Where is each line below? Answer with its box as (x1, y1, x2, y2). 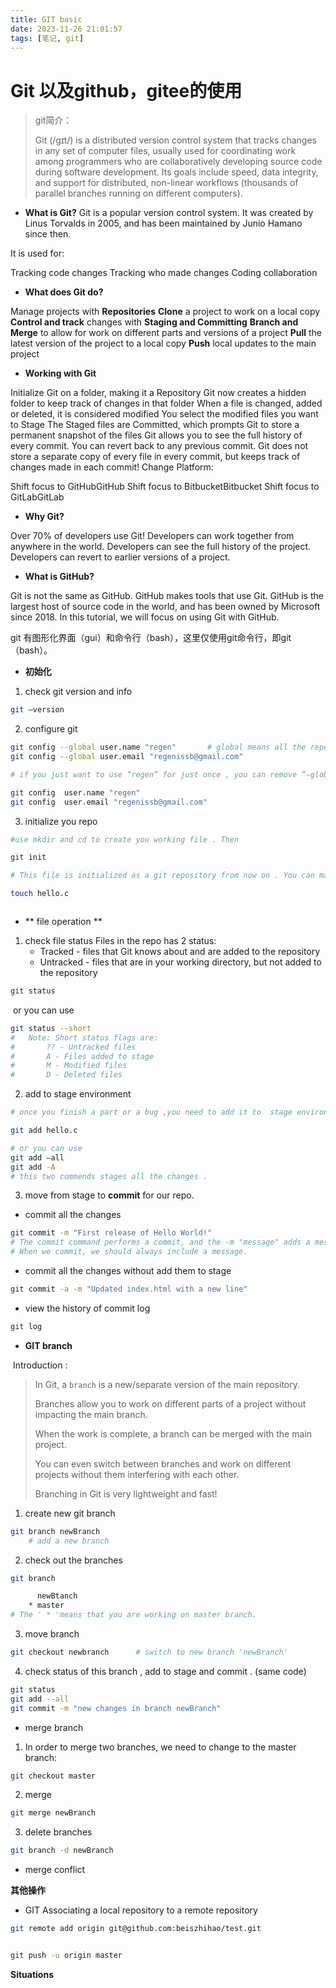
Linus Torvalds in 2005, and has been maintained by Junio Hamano (24, 217, 303, 230)
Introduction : (12, 1359, 68, 1371)
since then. (24, 228, 72, 240)
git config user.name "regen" (10, 787, 141, 798)
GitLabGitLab (10, 491, 65, 503)
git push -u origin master (10, 1951, 123, 1961)
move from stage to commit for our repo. (24, 1189, 195, 1201)
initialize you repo (24, 815, 98, 827)
